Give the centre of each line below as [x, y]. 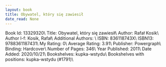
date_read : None [22, 19]
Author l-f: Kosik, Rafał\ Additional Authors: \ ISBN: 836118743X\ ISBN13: [80, 38]
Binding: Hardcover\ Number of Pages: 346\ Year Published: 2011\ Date [79, 49]
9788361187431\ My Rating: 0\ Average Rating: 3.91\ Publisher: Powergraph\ [83, 44]
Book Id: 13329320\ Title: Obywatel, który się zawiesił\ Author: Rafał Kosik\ [82, 33]
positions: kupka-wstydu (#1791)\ [39, 60]
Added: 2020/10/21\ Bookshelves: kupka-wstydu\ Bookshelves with [75, 54]
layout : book [19, 10]
